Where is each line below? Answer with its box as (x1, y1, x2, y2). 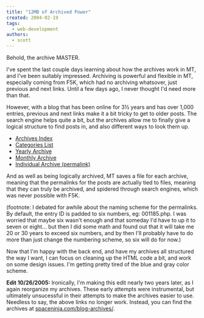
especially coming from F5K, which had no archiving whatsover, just (6, 79, 178, 86)
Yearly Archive (15, 147, 52, 155)
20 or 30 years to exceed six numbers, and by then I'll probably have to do (6, 230, 194, 236)
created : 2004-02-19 (6, 15, 59, 21)
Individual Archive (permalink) (15, 161, 91, 168)
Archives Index (15, 135, 53, 142)
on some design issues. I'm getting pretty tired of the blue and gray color (6, 261, 190, 268)
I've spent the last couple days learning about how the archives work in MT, (6, 66, 196, 73)
